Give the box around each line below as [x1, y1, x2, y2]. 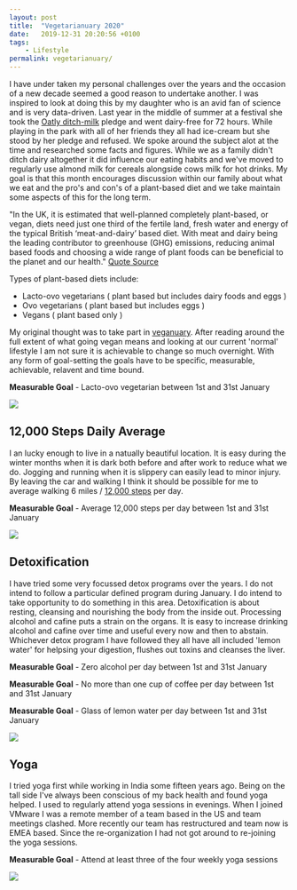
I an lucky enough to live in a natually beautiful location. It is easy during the [9, 448, 286, 458]
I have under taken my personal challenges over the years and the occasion [9, 79, 286, 89]
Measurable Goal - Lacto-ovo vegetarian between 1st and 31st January [9, 382, 270, 392]
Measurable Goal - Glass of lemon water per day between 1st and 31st [9, 705, 268, 716]
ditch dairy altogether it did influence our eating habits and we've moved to [9, 155, 284, 164]
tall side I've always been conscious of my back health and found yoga [9, 790, 269, 800]
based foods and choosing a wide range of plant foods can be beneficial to [9, 247, 284, 258]
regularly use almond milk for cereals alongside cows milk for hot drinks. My [9, 163, 288, 174]
